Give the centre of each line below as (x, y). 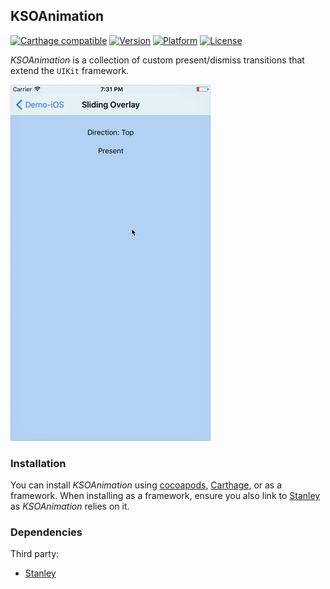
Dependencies (46, 532)
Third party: (35, 554)
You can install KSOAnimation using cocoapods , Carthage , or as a (146, 485)
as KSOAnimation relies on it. (70, 506)
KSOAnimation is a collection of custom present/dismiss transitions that (157, 60)
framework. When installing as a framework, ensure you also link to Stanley (165, 496)
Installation (38, 463)
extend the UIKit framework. (70, 70)
